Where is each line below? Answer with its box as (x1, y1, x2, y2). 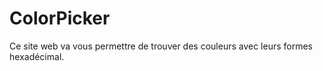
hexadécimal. (9, 50, 65, 62)
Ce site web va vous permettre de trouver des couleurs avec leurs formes (9, 40, 314, 52)
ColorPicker (9, 7, 111, 30)
